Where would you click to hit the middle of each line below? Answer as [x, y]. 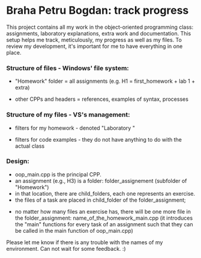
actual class [30, 146]
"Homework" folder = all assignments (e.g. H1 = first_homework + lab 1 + [105, 81]
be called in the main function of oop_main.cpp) [74, 230]
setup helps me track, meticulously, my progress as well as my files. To [94, 40]
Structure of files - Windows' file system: [67, 68]
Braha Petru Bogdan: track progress [97, 10]
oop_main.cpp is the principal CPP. [58, 174]
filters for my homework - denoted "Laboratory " [75, 128]
